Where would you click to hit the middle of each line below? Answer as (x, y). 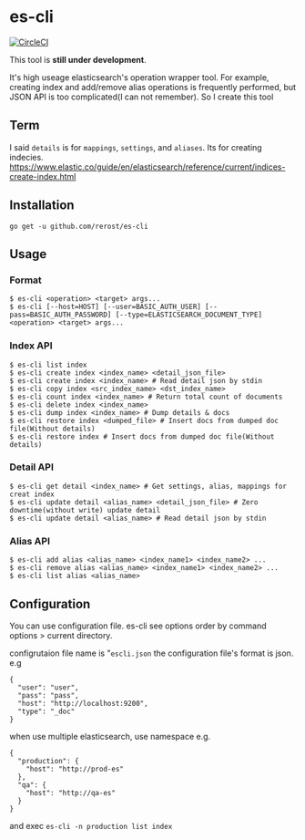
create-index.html (43, 176)
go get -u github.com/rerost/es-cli (79, 226)
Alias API (30, 541)
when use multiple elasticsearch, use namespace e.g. (110, 736)
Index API (31, 346)
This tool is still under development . (78, 59)
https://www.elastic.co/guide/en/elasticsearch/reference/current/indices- (147, 167)
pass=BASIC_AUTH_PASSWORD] (61, 315)
